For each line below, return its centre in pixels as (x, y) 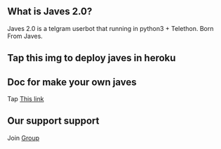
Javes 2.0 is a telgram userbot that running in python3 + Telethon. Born (110, 28)
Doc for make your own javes (72, 82)
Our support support (53, 121)
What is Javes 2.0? (50, 12)
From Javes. (25, 36)
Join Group (24, 138)
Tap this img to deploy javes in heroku (92, 58)
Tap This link (26, 99)
